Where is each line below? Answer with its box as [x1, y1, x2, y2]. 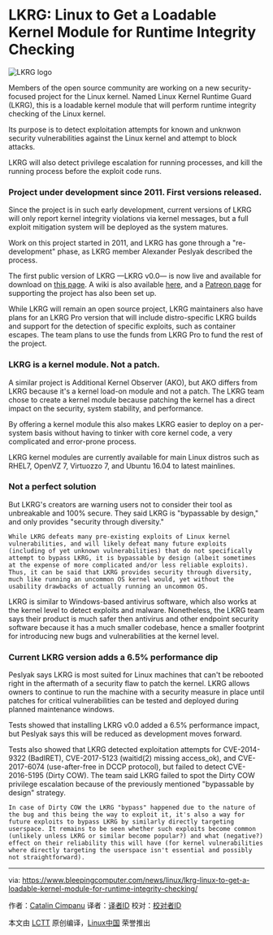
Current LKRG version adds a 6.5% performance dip [8, 651, 219, 663]
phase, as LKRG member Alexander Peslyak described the [57, 246, 253, 257]
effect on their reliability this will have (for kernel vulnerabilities [8, 839, 264, 847]
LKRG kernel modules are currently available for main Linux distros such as [8, 452, 260, 462]
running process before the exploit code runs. [8, 166, 162, 176]
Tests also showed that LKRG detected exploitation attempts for [8, 745, 222, 755]
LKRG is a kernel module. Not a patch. [8, 359, 160, 371]
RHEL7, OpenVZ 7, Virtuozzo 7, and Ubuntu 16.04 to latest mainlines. [8, 461, 236, 471]
